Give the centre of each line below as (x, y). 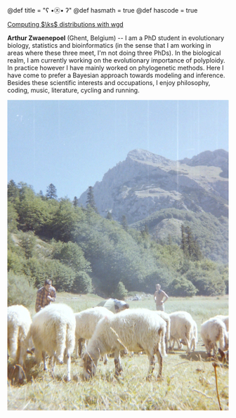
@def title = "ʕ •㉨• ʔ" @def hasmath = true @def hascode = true (103, 10)
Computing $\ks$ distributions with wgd (66, 24)
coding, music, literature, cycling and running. (73, 90)
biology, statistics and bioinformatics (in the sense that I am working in (109, 45)
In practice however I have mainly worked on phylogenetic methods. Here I (116, 68)
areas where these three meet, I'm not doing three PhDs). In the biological (114, 53)
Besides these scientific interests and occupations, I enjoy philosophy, (109, 83)
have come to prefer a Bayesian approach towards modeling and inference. (116, 75)
